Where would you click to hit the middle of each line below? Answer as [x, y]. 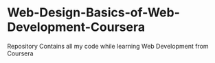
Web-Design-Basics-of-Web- [94, 13]
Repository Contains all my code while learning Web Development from [108, 46]
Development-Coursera [76, 27]
